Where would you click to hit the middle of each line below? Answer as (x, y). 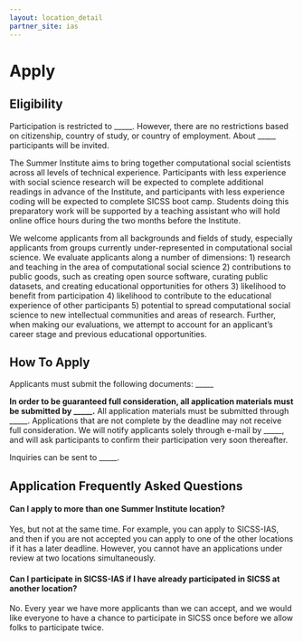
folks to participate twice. (57, 628)
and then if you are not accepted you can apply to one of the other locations (151, 538)
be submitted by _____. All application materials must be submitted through (149, 411)
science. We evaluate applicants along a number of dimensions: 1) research (150, 257)
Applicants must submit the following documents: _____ (112, 384)
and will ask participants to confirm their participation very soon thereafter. (149, 440)
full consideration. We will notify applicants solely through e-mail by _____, (147, 430)
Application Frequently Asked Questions (126, 486)
